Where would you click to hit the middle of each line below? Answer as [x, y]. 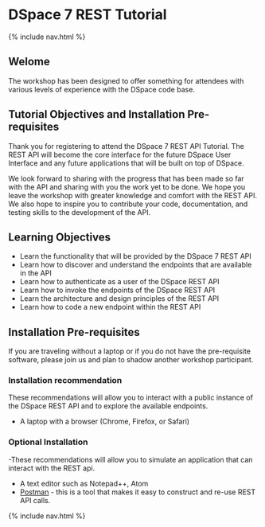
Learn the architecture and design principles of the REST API [119, 299]
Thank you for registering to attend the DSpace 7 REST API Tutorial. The [126, 146]
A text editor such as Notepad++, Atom [84, 483]
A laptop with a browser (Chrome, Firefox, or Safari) [104, 422]
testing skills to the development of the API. [80, 212]
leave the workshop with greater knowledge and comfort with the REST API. [132, 195]
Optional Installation [48, 442]
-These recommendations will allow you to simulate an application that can [131, 459]
